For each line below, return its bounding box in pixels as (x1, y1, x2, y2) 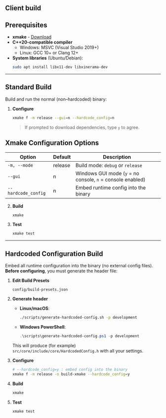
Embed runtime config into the (76, 184, 146, 191)
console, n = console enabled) (76, 176, 146, 183)
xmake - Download (12, 34, 52, 40)
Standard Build (5, 83, 52, 91)
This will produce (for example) (12, 342, 76, 349)
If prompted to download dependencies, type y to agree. (24, 124, 140, 130)
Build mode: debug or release (76, 162, 142, 169)
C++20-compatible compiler (12, 39, 73, 45)
